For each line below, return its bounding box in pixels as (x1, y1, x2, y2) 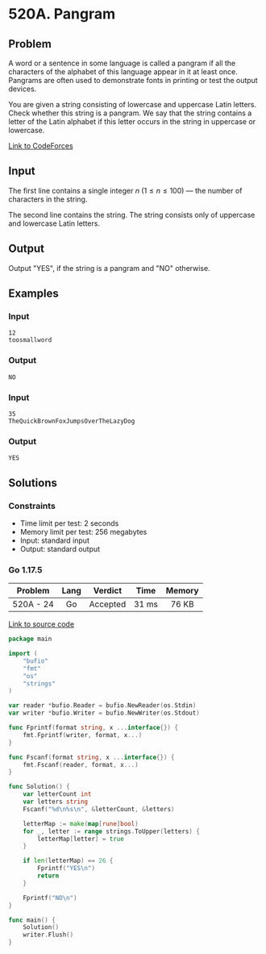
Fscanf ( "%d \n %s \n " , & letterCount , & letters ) (23, 805, 175, 813)
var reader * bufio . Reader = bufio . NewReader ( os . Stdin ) (8, 702, 197, 710)
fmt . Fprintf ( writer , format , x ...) (23, 731, 143, 739)
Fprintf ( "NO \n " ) (23, 894, 78, 902)
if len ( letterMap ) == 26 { (23, 856, 114, 865)
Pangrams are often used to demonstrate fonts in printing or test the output (8, 76, 258, 85)
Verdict (93, 585, 123, 597)
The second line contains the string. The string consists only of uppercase (8, 210, 256, 219)
